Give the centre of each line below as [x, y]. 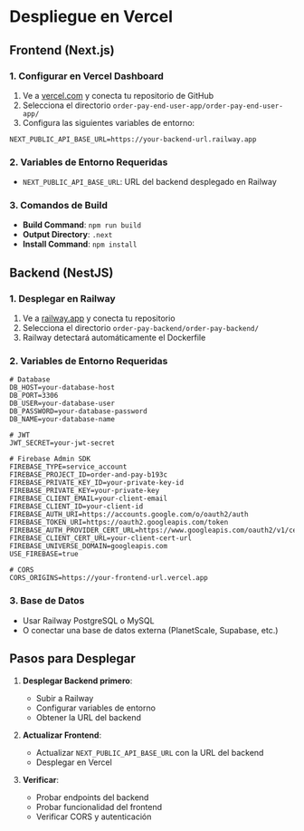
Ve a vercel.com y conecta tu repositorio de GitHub [118, 95]
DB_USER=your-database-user [62, 404]
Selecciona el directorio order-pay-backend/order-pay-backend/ [141, 328]
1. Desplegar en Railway [62, 298]
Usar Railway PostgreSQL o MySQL [89, 620]
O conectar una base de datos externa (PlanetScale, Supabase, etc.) [150, 630]
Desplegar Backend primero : [77, 681]
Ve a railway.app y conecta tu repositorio [99, 318]
